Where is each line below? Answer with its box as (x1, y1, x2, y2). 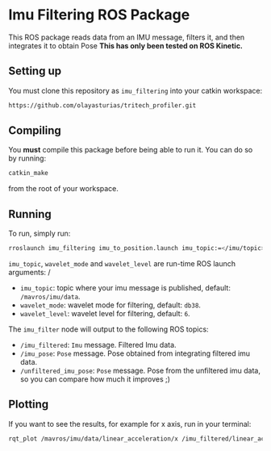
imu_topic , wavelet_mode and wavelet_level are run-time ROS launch (8, 259, 236, 268)
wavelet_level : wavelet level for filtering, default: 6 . (19, 309, 191, 318)
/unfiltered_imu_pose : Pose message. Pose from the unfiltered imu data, (19, 365, 261, 375)
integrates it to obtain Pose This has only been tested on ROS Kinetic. (8, 40, 244, 50)
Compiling (8, 123, 62, 138)
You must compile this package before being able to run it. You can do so (8, 145, 253, 155)
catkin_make (8, 169, 48, 177)
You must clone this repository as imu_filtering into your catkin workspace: (8, 86, 263, 95)
